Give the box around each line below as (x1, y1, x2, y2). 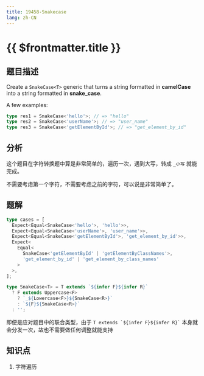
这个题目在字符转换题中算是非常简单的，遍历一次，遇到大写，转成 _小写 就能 (6, 159, 197, 167)
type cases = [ (6, 217, 45, 223)
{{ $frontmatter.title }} (6, 41, 121, 55)
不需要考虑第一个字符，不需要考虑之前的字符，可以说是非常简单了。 (6, 180, 177, 187)
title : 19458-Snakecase (6, 9, 67, 15)
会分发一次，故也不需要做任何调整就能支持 (6, 326, 113, 333)
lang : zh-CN (6, 15, 37, 21)
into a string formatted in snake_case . (6, 89, 102, 97)
